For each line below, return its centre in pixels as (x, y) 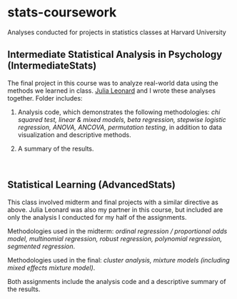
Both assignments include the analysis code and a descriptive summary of (117, 281)
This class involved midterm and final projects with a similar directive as (113, 202)
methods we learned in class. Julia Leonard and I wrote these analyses (112, 91)
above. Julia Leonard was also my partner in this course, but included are (115, 209)
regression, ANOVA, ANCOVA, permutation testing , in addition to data (120, 127)
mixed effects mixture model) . (51, 268)
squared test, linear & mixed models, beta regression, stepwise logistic (122, 119)
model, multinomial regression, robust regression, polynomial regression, (115, 238)
